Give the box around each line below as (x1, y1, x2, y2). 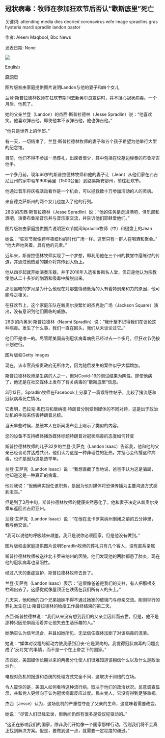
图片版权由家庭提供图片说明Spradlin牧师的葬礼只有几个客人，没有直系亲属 (5, 543, 156, 548)
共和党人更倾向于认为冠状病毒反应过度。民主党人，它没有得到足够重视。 (13, 690, 160, 696)
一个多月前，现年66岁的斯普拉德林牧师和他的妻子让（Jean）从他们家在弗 (5, 171, 154, 177)
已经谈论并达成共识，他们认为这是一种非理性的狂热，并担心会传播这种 (9, 449, 151, 455)
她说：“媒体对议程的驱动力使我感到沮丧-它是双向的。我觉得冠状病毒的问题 (5, 640, 156, 646)
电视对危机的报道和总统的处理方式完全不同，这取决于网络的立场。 (5, 673, 138, 679)
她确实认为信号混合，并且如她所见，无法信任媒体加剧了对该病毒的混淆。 (5, 630, 151, 636)
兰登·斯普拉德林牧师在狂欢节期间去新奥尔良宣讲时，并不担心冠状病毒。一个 (5, 95, 157, 101)
